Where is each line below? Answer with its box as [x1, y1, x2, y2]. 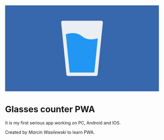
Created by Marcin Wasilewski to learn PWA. [5, 129, 95, 135]
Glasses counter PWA [5, 104, 95, 115]
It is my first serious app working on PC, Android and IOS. [5, 120, 121, 125]
